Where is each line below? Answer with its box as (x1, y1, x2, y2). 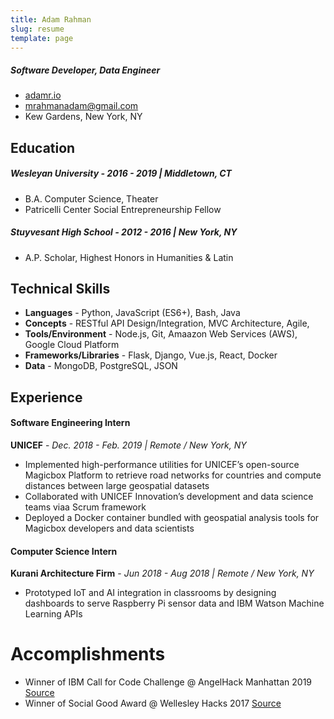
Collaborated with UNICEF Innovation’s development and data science (24, 491, 314, 503)
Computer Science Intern (10, 545, 118, 557)
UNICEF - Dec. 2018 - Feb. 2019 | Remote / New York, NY (10, 439, 247, 451)
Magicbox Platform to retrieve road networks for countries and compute (24, 469, 322, 481)
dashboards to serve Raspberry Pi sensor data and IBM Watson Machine (24, 597, 325, 610)
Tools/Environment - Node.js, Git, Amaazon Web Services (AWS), (24, 328, 298, 340)
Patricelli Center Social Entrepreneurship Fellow (24, 203, 222, 215)
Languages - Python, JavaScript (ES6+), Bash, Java (24, 307, 241, 319)
